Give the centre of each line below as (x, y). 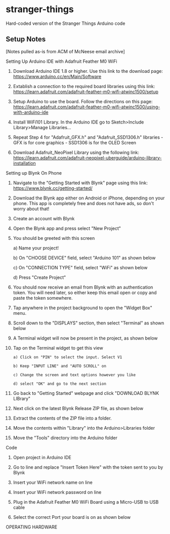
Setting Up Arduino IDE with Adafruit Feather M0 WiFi (61, 61)
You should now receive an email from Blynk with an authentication (83, 287)
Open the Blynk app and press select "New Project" (67, 228)
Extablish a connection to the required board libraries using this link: (84, 86)
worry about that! (31, 209)
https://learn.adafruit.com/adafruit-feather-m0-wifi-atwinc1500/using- (87, 107)
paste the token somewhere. (43, 298)
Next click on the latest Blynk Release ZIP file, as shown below (78, 408)
